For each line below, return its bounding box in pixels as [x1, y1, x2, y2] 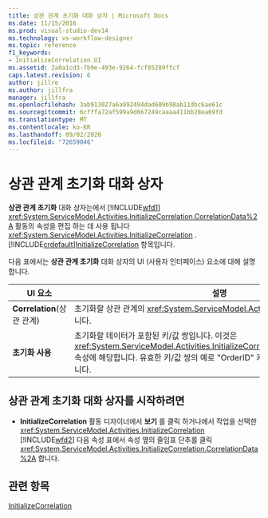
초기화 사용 [12, 347, 52, 358]
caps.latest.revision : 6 [8, 71, 91, 79]
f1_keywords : [8, 49, 52, 57]
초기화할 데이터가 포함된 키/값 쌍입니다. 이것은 [74, 330, 238, 341]
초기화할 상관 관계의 [74, 303, 145, 314]
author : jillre [8, 78, 59, 86]
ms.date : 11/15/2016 [8, 19, 77, 27]
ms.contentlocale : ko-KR [8, 123, 91, 131]
